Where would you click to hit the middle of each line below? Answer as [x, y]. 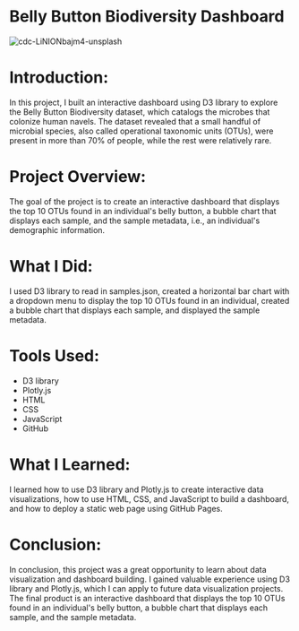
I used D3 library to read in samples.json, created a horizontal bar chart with [149, 291]
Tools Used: [55, 355]
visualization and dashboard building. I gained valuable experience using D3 [150, 579]
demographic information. [57, 229]
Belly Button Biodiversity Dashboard [147, 17]
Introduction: [59, 78]
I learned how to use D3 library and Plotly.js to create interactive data [137, 489]
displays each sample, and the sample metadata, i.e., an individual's [135, 220]
